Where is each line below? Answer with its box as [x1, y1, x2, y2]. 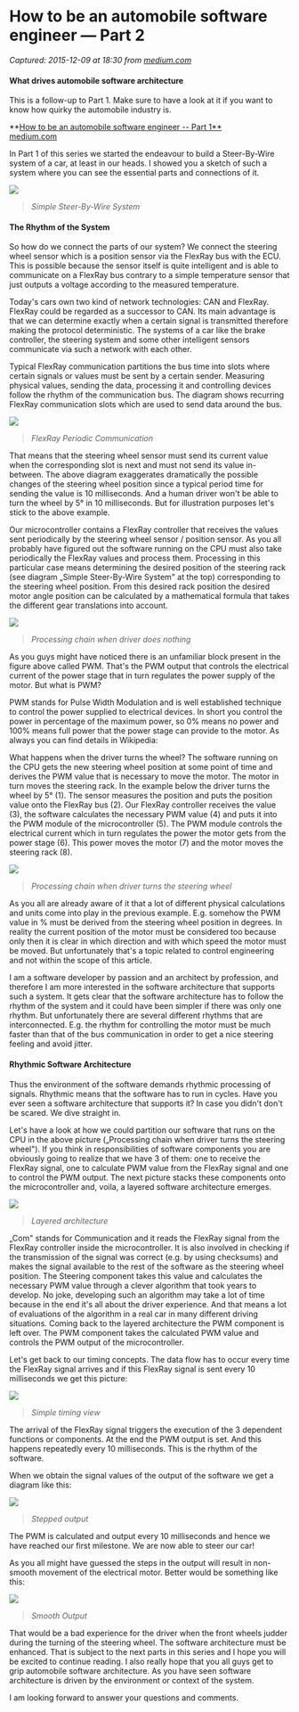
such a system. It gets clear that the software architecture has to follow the [9, 991, 284, 1002]
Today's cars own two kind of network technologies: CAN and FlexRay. [9, 297, 270, 307]
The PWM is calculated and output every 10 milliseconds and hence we [9, 1530, 271, 1541]
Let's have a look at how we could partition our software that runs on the [9, 1125, 276, 1135]
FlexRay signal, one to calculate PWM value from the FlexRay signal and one [9, 1162, 289, 1173]
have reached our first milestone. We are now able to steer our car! [9, 1540, 255, 1551]
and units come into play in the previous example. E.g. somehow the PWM [9, 907, 281, 919]
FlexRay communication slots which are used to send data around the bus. [9, 399, 283, 410]
